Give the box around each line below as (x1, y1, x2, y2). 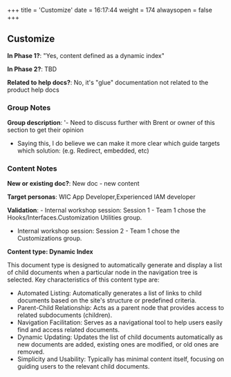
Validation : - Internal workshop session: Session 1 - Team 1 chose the (7, 206, 206, 215)
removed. (17, 348, 45, 356)
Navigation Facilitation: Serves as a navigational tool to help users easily (17, 318, 223, 327)
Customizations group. (17, 234, 82, 242)
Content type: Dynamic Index (7, 248, 93, 256)
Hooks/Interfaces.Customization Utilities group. (7, 213, 142, 222)
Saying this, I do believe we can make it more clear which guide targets (17, 139, 220, 148)
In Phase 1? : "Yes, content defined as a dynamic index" (7, 51, 165, 59)
